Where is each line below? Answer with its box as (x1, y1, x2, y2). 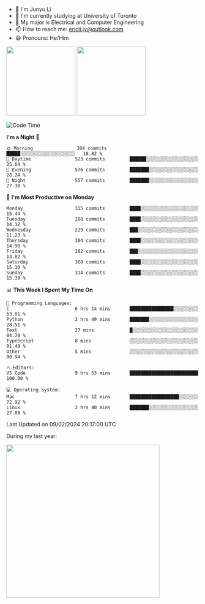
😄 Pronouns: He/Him (15, 34, 69, 42)
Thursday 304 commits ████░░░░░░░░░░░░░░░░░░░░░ (6, 237, 199, 244)
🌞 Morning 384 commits (6, 145, 107, 151)
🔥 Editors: (6, 364, 35, 371)
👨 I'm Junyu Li (15, 6, 51, 13)
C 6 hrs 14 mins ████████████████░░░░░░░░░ (6, 306, 199, 312)
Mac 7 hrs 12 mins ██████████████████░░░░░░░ (6, 393, 199, 400)
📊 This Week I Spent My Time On (6, 286, 93, 293)
